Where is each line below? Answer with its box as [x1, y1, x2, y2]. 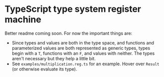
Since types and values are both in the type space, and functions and [11, 39, 155, 45]
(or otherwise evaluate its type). [11, 66, 78, 72]
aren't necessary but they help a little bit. [11, 55, 96, 61]
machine [4, 14, 42, 25]
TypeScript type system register [4, 3, 141, 15]
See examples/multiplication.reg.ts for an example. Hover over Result [11, 61, 160, 67]
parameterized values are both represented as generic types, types [11, 45, 150, 51]
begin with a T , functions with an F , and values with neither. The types [11, 50, 155, 56]
